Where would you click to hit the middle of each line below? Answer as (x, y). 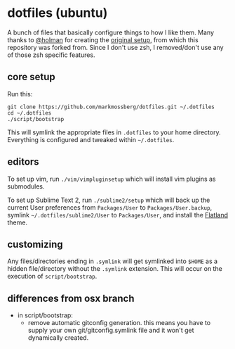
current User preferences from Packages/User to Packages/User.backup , (110, 207)
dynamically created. (58, 338)
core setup (32, 77)
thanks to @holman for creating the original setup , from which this (103, 39)
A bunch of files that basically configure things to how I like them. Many (111, 32)
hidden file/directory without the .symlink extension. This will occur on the (115, 269)
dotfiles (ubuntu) (58, 13)
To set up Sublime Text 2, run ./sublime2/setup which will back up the (109, 200)
